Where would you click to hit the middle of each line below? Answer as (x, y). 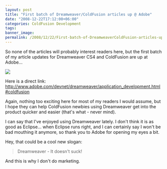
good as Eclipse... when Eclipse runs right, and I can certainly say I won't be (83, 127)
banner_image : (20, 33)
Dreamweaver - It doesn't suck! (50, 151)
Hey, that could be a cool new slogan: (44, 142)
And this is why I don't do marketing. (43, 161)
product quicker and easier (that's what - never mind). (61, 112)
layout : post (19, 10)
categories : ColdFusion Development (43, 24)
